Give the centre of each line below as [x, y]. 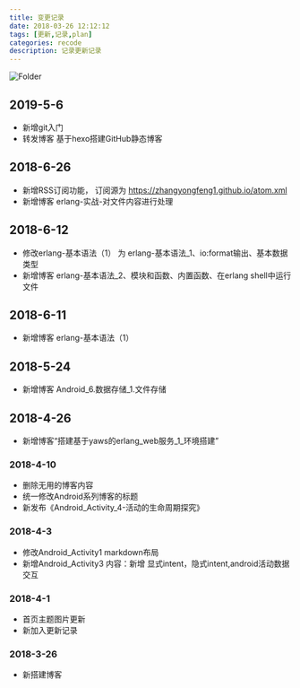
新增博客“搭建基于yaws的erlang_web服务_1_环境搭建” [120, 441]
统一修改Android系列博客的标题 [80, 496]
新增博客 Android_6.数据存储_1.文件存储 [94, 389]
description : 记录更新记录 [56, 51]
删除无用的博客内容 [58, 485]
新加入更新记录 [50, 630]
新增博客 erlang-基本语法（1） [78, 338]
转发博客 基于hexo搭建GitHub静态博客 [92, 138]
